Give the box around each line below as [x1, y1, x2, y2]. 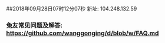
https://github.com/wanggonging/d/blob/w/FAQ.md [6, 29, 159, 37]
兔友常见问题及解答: [6, 21, 63, 29]
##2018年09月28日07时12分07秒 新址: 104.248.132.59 [6, 5, 137, 12]
